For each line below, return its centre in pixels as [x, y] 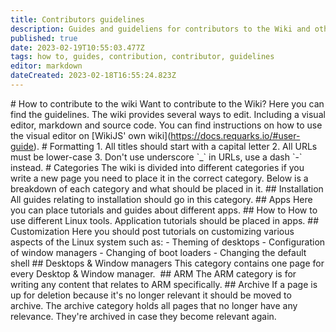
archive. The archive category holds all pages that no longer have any [154, 305]
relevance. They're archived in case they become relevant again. [143, 316]
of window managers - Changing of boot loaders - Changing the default [158, 252]
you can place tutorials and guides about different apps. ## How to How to [164, 210]
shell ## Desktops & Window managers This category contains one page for [167, 263]
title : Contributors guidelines [77, 19]
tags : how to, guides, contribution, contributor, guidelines [142, 57]
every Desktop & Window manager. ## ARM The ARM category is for [153, 273]
